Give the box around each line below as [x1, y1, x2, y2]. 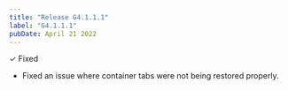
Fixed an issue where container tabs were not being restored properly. [21, 71, 279, 81]
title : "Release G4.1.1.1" [9, 12, 109, 22]
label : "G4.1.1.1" [9, 21, 77, 30]
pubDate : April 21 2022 [9, 29, 97, 38]
